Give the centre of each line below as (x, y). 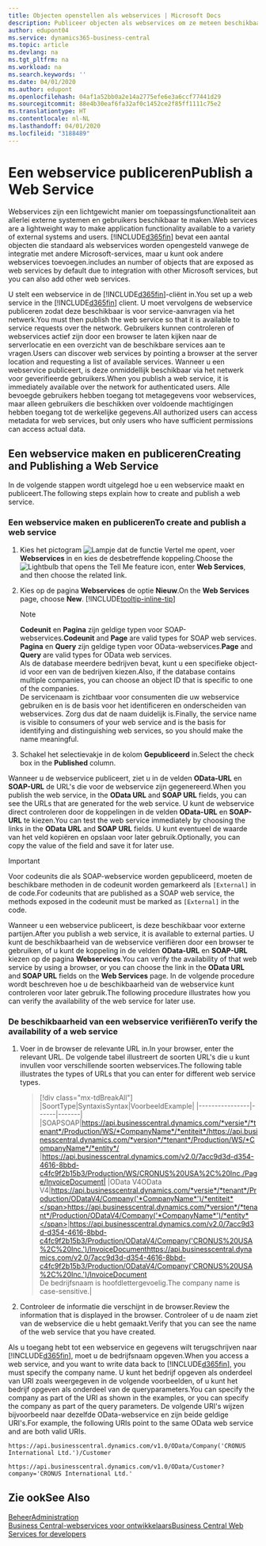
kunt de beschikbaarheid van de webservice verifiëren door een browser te (131, 942)
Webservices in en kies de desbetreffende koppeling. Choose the (126, 558)
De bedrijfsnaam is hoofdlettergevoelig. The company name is (140, 1283)
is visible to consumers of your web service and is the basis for (123, 722)
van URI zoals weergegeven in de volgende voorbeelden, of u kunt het (123, 1380)
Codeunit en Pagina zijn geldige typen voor (91, 629)
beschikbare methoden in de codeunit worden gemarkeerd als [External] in (132, 884)
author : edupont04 (38, 30)
